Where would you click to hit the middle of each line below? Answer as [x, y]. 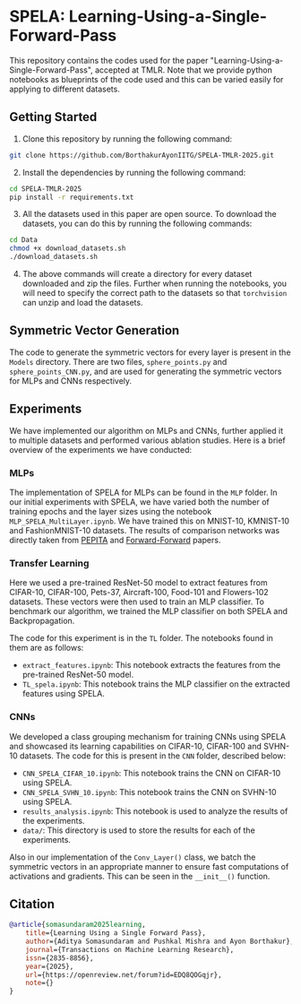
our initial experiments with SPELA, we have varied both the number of [140, 502]
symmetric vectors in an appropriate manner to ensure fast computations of [149, 866]
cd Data [24, 240]
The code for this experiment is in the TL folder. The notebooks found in [141, 638]
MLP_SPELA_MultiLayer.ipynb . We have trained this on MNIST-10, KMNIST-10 [149, 521]
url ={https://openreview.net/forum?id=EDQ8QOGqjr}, [124, 974]
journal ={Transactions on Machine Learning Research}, [130, 949]
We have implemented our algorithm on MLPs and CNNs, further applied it [146, 430]
